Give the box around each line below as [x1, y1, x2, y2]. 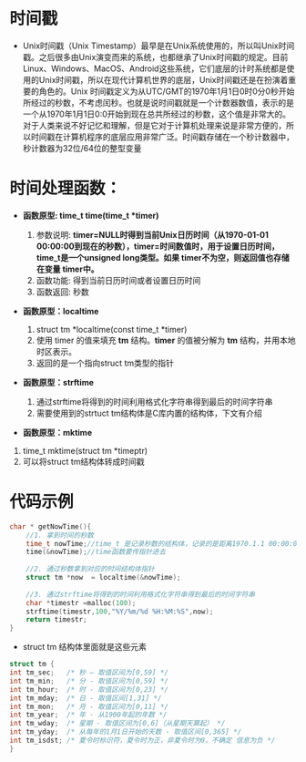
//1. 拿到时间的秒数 [25, 530, 94, 540]
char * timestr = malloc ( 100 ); [25, 598, 137, 607]
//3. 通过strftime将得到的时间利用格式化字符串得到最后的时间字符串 [25, 590, 255, 599]
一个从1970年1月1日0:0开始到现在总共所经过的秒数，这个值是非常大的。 [22, 108, 291, 119]
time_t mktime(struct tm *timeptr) [22, 445, 148, 456]
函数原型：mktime [22, 427, 93, 438]
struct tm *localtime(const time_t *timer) [36, 324, 188, 335]
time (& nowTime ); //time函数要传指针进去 [25, 548, 167, 557]
